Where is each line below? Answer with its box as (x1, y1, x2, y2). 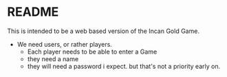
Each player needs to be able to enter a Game (27, 47, 158, 56)
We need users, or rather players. (17, 40, 112, 48)
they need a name (27, 54, 79, 63)
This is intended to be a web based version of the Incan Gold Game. (7, 27, 199, 35)
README (7, 4, 59, 20)
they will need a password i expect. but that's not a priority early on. (27, 62, 221, 70)
